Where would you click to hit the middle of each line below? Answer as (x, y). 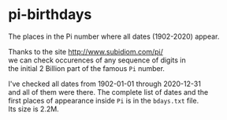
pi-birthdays (50, 15)
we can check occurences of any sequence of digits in (97, 60)
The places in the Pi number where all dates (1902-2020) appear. (114, 36)
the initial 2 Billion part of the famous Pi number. (87, 68)
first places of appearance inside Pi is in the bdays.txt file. (104, 100)
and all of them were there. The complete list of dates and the (108, 92)
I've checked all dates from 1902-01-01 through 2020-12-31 (104, 84)
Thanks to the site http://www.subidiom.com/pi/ (86, 51)
